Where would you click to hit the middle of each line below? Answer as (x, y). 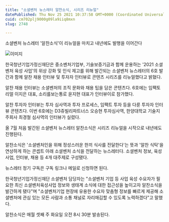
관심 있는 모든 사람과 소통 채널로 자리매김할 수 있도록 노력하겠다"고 (88, 198)
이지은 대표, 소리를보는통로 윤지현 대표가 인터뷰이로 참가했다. (74, 94)
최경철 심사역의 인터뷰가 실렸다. (49, 117)
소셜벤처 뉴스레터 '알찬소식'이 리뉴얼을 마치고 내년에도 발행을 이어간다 (74, 43)
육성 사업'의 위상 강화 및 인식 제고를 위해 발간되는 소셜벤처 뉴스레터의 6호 (86, 71)
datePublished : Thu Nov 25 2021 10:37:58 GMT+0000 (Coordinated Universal (85, 15)
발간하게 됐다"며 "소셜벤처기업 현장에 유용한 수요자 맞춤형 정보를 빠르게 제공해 (82, 191)
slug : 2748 (17, 24)
